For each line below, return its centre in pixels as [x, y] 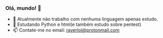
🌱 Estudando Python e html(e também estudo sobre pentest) [77, 24]
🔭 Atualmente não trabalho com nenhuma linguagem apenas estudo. [85, 19]
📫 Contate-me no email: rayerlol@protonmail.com [66, 30]
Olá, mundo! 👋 [23, 8]
